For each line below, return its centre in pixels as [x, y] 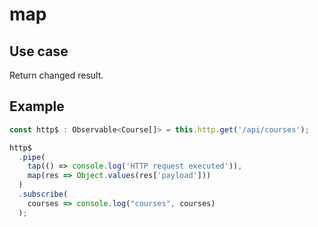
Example [37, 106]
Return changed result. [56, 75]
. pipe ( [32, 157]
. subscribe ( [43, 194]
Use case [39, 51]
